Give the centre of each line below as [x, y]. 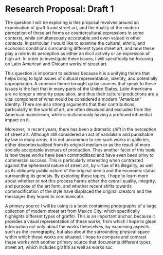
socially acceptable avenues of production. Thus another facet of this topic [80, 150]
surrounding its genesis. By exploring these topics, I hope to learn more [77, 176]
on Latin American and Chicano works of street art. [56, 64]
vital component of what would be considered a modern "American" [73, 99]
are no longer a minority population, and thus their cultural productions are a [81, 94]
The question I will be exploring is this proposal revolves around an [72, 22]
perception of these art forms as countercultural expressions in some [74, 33]
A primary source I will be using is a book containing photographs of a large [81, 206]
